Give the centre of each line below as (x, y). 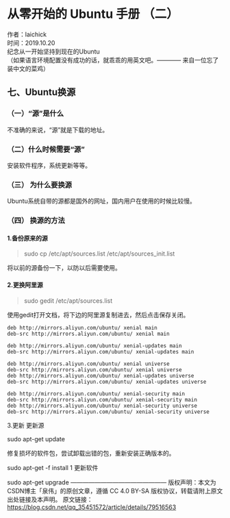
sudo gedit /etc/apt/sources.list (68, 300)
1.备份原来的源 (27, 238)
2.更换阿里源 (25, 284)
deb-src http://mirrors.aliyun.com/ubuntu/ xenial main (88, 334)
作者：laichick (27, 34)
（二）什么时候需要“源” (46, 149)
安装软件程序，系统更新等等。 (49, 165)
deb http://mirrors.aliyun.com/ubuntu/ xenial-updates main (95, 346)
